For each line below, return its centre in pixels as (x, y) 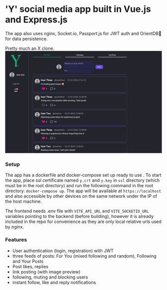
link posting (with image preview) (46, 272)
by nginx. (15, 227)
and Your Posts (28, 261)
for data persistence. (27, 39)
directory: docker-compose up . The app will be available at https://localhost (83, 191)
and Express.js (37, 20)
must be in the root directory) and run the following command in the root (79, 186)
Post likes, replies (30, 266)
